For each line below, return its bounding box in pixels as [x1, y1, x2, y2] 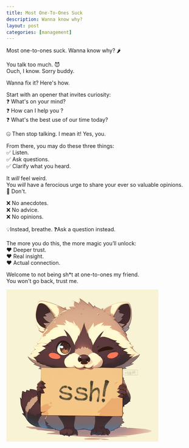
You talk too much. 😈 [6, 61, 61, 68]
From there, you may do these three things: [6, 142, 114, 150]
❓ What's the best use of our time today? [6, 116, 108, 124]
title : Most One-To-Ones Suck [6, 10, 83, 16]
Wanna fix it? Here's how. [6, 79, 70, 86]
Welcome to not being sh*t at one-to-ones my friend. [6, 271, 140, 278]
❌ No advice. [6, 206, 40, 214]
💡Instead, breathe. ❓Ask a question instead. [6, 226, 116, 233]
